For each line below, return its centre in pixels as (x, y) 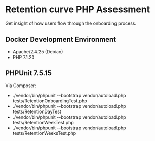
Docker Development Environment (61, 39)
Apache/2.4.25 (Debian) (38, 51)
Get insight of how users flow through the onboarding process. (71, 23)
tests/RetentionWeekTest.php (43, 122)
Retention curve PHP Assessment (78, 9)
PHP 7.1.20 (24, 57)
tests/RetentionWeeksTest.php (44, 133)
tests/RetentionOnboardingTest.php (50, 101)
